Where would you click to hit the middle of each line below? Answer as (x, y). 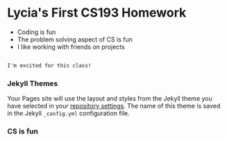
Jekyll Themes (33, 83)
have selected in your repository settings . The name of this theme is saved (114, 106)
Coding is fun (36, 32)
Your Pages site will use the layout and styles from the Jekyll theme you (110, 99)
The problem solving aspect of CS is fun (75, 39)
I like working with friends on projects (71, 47)
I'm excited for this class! (49, 65)
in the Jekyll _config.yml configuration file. (68, 113)
